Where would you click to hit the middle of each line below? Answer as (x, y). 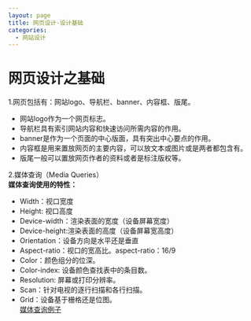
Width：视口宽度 (46, 201)
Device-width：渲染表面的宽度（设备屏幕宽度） (97, 221)
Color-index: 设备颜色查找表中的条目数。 (85, 270)
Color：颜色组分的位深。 (59, 260)
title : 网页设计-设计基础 (46, 23)
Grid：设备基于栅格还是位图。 (68, 300)
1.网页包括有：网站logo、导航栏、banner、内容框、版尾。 (102, 102)
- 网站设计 (31, 37)
